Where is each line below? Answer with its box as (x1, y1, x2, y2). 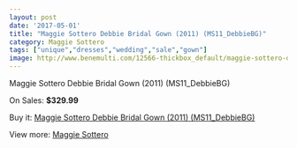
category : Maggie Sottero (9, 37, 104, 47)
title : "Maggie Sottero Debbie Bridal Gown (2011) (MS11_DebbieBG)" (9, 29, 267, 38)
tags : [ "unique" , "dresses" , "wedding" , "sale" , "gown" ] (9, 46, 208, 55)
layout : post (9, 12, 57, 22)
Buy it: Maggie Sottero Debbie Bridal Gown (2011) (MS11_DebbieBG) (9, 112, 255, 122)
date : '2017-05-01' (9, 21, 81, 30)
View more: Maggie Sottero (9, 129, 109, 139)
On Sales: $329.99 (9, 95, 80, 106)
